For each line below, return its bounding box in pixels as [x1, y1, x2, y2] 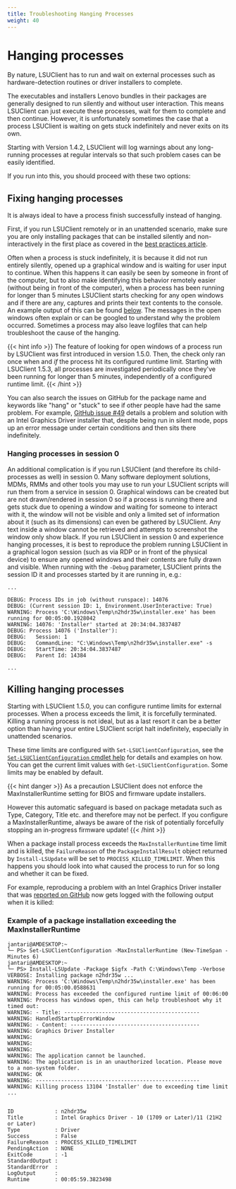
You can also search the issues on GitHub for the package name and [7, 394, 206, 402]
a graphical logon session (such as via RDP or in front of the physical [7, 547, 208, 556]
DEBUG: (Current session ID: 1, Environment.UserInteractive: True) [7, 602, 213, 609]
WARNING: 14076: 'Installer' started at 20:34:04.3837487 [7, 621, 181, 628]
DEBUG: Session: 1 [7, 633, 68, 640]
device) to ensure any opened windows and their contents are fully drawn [7, 555, 222, 563]
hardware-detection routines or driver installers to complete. [7, 78, 183, 87]
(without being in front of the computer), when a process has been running [7, 283, 225, 292]
